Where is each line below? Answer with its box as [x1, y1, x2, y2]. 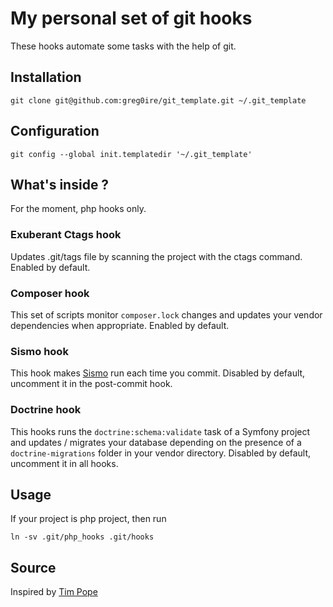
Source [10, 559, 57, 576]
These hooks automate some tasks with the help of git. [10, 40, 237, 52]
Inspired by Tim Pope [10, 586, 98, 598]
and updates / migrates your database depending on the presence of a [10, 436, 302, 448]
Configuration [10, 123, 100, 140]
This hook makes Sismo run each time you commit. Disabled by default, [10, 367, 306, 379]
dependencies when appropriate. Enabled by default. [10, 319, 230, 331]
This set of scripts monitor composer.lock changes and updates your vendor [10, 308, 323, 321]
